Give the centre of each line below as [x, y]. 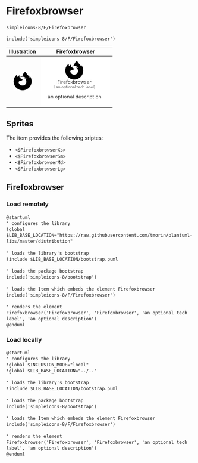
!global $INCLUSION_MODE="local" [48, 365]
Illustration [23, 51]
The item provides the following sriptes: [55, 138]
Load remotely [28, 204]
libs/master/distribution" [40, 241]
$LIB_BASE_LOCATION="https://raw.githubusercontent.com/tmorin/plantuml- [100, 235]
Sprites [20, 124]
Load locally [24, 339]
